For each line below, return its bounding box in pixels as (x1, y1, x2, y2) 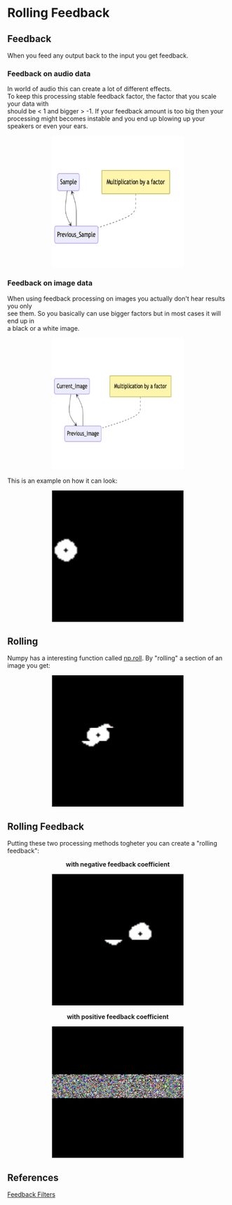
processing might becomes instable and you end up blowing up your (7, 114, 205, 123)
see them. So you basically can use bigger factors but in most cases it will (7, 309, 221, 317)
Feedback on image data (7, 278, 93, 288)
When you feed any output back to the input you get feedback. (7, 51, 189, 60)
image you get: (7, 661, 50, 670)
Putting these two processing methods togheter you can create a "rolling (7, 839, 217, 848)
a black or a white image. (7, 324, 80, 332)
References (7, 1171, 59, 1183)
